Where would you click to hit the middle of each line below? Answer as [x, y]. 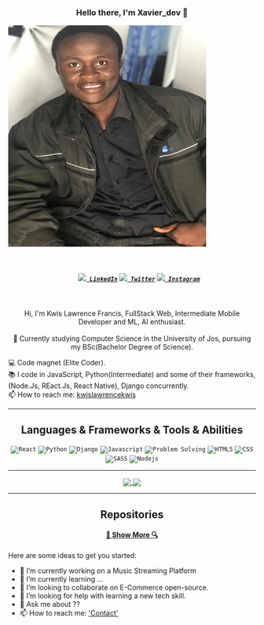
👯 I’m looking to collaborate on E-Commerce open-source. [114, 587]
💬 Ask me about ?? [49, 604]
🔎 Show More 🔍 [132, 535]
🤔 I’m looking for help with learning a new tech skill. [103, 595]
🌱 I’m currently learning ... [61, 579]
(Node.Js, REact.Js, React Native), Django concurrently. [99, 386]
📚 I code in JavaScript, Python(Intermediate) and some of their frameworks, [132, 375]
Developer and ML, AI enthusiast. [132, 322]
